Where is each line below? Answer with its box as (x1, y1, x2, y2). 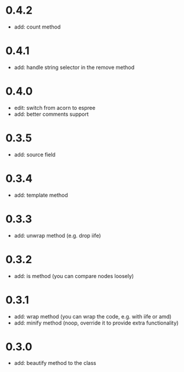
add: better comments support (14, 111, 89, 118)
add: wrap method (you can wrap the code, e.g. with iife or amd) (14, 313, 172, 320)
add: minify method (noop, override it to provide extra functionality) (14, 319, 179, 326)
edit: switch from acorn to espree (14, 104, 96, 111)
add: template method (14, 191, 69, 198)
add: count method (14, 23, 61, 30)
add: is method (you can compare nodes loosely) (14, 272, 134, 279)
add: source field (14, 151, 56, 158)
